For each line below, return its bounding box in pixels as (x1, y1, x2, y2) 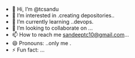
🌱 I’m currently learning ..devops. (11, 18, 94, 25)
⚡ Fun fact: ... (11, 46, 45, 53)
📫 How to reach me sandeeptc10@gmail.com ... (11, 31, 130, 38)
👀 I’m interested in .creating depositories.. (11, 12, 115, 19)
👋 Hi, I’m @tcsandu (11, 6, 59, 12)
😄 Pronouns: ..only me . (11, 40, 72, 47)
